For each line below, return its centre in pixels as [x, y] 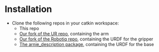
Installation [28, 9]
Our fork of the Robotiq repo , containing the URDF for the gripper [86, 39]
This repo [29, 28]
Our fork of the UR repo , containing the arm [64, 33]
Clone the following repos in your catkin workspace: [65, 23]
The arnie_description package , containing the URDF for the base [86, 44]
